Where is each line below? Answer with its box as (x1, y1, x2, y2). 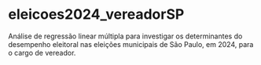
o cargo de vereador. (8, 48, 76, 57)
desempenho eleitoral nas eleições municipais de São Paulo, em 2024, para (8, 39, 254, 49)
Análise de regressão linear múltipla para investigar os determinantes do (8, 31, 243, 41)
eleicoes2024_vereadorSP (8, 5, 185, 23)
